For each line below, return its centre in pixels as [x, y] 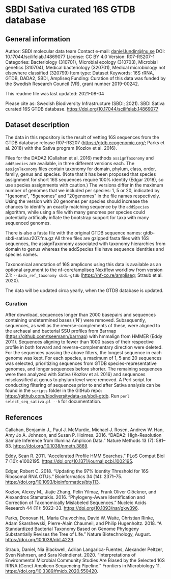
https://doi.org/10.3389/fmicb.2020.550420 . [52, 571]
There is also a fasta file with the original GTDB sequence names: [74, 232]
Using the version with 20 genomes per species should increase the [77, 201]
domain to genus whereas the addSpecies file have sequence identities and [85, 249]
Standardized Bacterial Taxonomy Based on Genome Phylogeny [72, 529]
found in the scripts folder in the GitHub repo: [54, 390]
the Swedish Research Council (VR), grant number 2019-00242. [72, 84]
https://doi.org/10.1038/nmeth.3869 [50, 446]
